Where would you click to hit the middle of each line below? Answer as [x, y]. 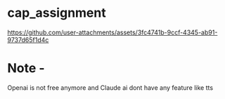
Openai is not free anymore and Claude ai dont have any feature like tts [110, 87]
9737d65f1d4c [28, 39]
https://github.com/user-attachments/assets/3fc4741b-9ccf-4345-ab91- [112, 32]
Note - [26, 68]
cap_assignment [57, 13]
